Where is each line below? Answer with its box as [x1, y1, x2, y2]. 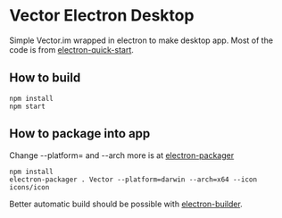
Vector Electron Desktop [9, 5, 195, 26]
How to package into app [9, 126, 151, 141]
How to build [9, 71, 81, 86]
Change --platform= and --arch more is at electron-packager [9, 149, 235, 161]
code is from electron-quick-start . [9, 44, 134, 54]
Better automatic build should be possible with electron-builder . [9, 198, 243, 209]
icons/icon [9, 182, 50, 192]
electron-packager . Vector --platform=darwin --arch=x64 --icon [9, 175, 257, 184]
